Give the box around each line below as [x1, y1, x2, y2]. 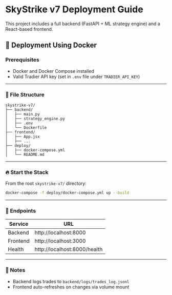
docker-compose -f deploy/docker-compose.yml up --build [5, 190, 130, 195]
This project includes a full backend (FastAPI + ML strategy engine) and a [5, 21, 160, 27]
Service [9, 221, 29, 228]
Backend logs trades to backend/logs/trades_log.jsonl [12, 278, 130, 284]
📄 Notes [5, 267, 26, 274]
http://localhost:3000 [34, 238, 86, 245]
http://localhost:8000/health [34, 246, 103, 253]
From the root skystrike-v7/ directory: [5, 181, 87, 187]
